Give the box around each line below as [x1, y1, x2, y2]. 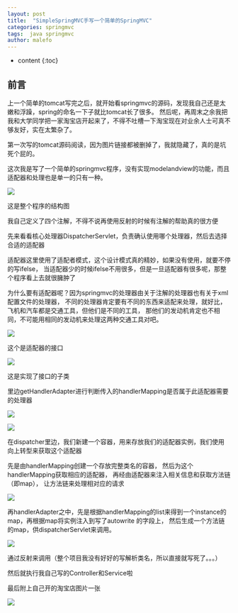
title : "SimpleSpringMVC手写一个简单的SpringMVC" [7, 17, 152, 24]
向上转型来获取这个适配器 [7, 446, 82, 455]
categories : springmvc [7, 23, 74, 31]
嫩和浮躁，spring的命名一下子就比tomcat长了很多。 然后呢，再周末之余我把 [7, 107, 228, 116]
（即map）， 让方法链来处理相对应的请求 [7, 479, 125, 487]
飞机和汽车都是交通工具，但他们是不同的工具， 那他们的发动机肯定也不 [7, 306, 214, 314]
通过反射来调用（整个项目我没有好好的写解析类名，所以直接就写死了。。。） [7, 553, 222, 562]
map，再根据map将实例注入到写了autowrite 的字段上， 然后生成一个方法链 [7, 516, 225, 525]
